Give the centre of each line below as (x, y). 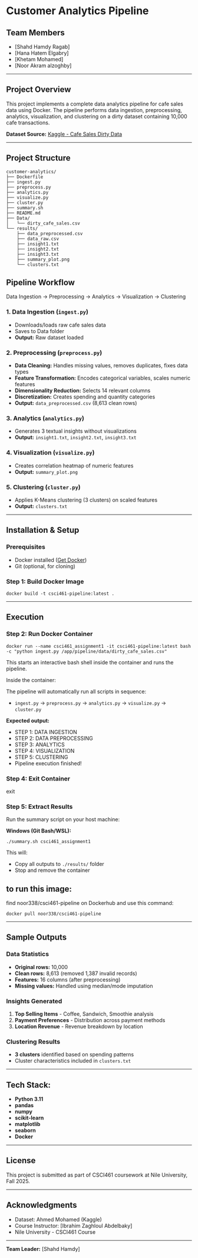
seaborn (25, 1131)
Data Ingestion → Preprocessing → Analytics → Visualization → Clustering (96, 297)
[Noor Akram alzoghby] (43, 65)
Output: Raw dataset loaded (49, 337)
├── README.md (24, 213)
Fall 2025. (18, 1181)
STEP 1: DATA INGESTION (46, 732)
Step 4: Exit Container (38, 778)
